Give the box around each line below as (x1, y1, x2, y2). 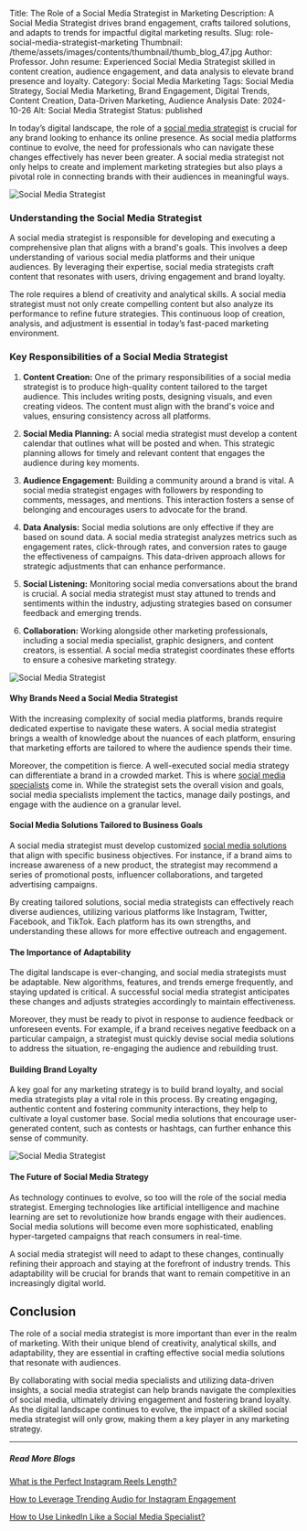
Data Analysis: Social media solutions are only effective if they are (22, 521, 274, 533)
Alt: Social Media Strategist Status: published (33, 105, 203, 115)
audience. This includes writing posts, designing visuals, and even (22, 390, 272, 401)
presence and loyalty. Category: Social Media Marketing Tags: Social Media (9, 76, 294, 86)
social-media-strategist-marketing (9, 37, 139, 48)
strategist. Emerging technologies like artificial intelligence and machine (9, 1201, 281, 1212)
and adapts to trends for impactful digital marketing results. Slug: (9, 27, 254, 37)
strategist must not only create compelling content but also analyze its (9, 299, 274, 310)
